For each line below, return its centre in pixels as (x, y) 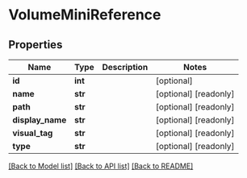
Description (125, 67)
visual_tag (33, 133)
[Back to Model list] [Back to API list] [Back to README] (101, 166)
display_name (40, 120)
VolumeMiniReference (85, 15)
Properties (36, 45)
